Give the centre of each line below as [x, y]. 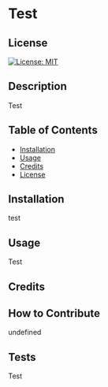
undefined [25, 333]
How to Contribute [54, 313]
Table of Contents [53, 130]
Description [37, 86]
